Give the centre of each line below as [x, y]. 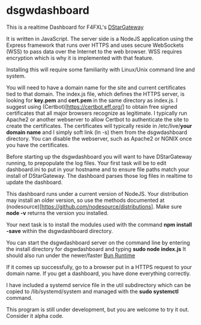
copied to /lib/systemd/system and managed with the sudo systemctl [92, 291]
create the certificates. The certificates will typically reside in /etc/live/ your [99, 126]
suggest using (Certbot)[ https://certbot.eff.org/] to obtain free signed [92, 106]
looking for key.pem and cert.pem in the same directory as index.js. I [92, 100]
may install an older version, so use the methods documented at [85, 200]
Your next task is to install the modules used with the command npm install [99, 224]
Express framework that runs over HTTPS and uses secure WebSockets [95, 45]
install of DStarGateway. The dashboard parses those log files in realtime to [100, 175]
